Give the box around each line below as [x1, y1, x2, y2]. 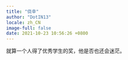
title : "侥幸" [6, 8, 40, 15]
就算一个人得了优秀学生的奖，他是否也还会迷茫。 [6, 48, 125, 55]
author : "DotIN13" [6, 14, 51, 20]
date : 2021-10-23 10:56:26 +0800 [6, 31, 88, 36]
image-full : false [6, 25, 51, 31]
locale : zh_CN [6, 19, 41, 25]
